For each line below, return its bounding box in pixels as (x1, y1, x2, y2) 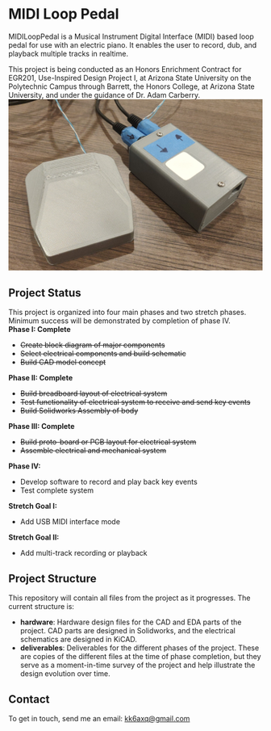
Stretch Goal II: (8, 532, 60, 542)
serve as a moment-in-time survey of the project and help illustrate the (19, 660, 256, 670)
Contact (8, 692, 50, 706)
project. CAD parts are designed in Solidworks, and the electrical (19, 626, 236, 636)
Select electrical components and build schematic (19, 349, 187, 359)
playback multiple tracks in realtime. (8, 48, 129, 58)
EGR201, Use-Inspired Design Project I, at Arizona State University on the (8, 73, 252, 82)
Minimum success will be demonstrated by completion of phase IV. (8, 316, 231, 326)
